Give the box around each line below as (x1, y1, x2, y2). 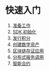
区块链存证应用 (12, 48, 44, 54)
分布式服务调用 (12, 54, 44, 60)
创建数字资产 (12, 41, 39, 47)
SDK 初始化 (12, 28, 37, 34)
